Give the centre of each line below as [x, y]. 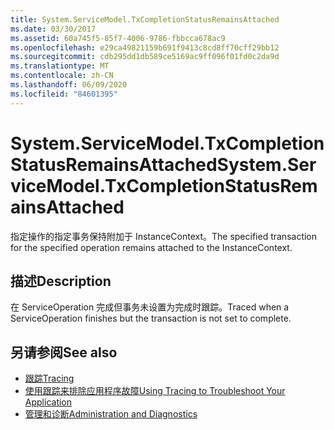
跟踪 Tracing [49, 378]
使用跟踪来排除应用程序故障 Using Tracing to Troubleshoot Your [155, 391]
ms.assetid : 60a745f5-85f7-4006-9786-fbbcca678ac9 [118, 38]
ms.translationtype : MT [60, 66]
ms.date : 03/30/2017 [53, 29]
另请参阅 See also [64, 352]
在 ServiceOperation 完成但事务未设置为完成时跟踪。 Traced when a [150, 307]
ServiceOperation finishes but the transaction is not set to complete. [151, 318]
